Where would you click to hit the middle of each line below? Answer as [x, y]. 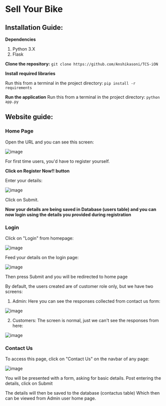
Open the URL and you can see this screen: [50, 142]
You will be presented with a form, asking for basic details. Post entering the [83, 378]
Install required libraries [30, 73]
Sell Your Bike [34, 9]
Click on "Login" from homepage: [40, 238]
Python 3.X [24, 49]
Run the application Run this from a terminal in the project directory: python [83, 97]
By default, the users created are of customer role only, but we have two [79, 286]
